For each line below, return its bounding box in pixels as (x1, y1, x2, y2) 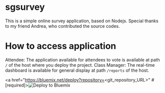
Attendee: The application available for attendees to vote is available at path (5, 56, 160, 63)
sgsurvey (5, 1, 45, 13)
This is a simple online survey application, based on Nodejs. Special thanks (5, 18, 159, 24)
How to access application (5, 41, 116, 52)
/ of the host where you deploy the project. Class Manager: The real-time (5, 62, 155, 68)
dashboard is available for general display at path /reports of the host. (5, 67, 150, 73)
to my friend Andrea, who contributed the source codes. (5, 23, 120, 29)
